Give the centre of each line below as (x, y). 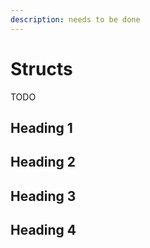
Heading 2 (43, 162)
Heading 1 (41, 127)
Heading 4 (43, 230)
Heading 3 (43, 196)
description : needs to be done (75, 19)
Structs (41, 68)
